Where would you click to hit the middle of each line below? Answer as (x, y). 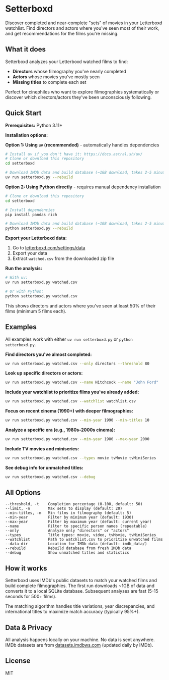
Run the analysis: (24, 269)
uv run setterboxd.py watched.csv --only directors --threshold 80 (77, 363)
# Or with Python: (24, 291)
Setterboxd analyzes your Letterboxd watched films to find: (67, 62)
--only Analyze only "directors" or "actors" (67, 531)
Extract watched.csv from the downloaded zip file (63, 258)
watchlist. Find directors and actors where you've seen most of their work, (82, 28)
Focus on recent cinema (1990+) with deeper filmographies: (69, 411)
